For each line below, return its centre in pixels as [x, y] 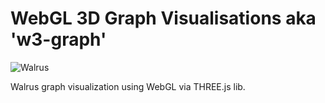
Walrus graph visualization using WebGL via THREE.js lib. [128, 86]
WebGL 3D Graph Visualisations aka [163, 18]
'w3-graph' [58, 39]
